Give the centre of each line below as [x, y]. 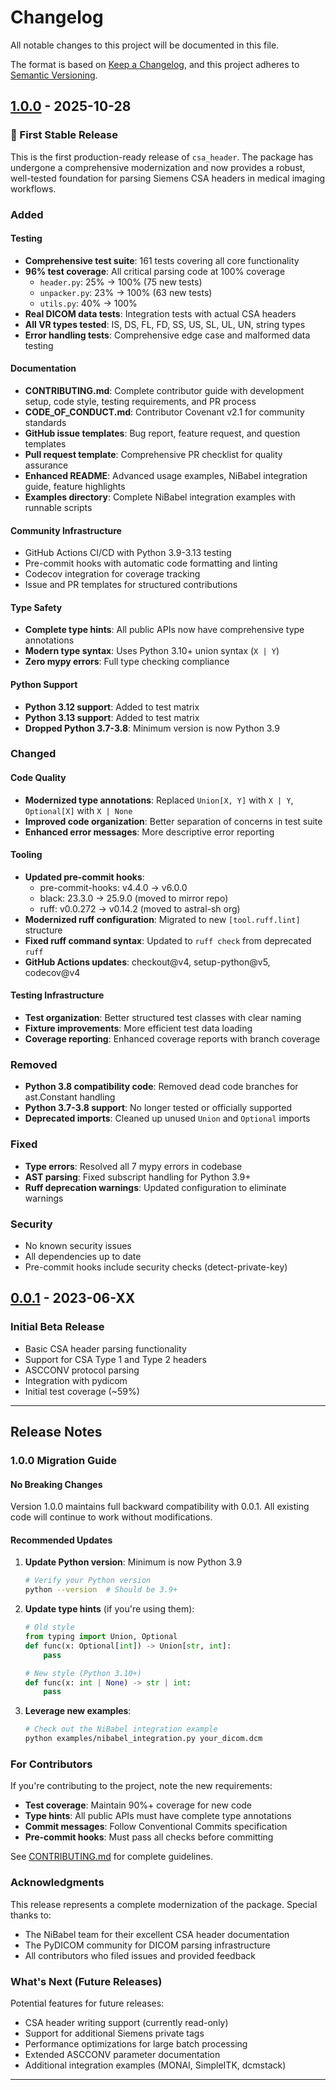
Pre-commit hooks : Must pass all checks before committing [149, 1837]
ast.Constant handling [70, 1097]
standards [45, 422]
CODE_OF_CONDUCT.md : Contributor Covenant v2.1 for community [164, 412]
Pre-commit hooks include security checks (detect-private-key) [156, 1267]
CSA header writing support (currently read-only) [126, 2022]
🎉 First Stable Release [64, 135]
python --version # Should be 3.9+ [101, 1590]
